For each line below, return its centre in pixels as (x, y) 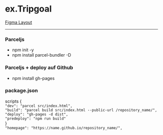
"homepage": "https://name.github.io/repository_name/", (64, 128)
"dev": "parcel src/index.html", (39, 106)
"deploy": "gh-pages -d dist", (37, 114)
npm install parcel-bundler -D (41, 55)
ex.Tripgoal (28, 9)
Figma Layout (19, 22)
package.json (21, 90)
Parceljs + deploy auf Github (39, 68)
